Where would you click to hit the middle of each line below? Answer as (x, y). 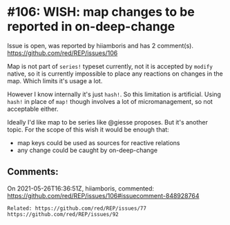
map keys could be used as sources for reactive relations (98, 142)
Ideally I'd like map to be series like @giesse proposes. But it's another (108, 122)
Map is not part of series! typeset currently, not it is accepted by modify (110, 66)
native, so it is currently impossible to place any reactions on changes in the (115, 74)
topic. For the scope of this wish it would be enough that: (88, 129)
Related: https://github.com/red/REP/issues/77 (77, 208)
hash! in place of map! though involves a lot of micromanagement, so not (110, 101)
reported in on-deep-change (91, 26)
